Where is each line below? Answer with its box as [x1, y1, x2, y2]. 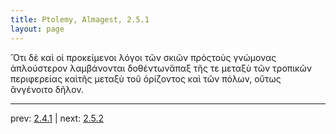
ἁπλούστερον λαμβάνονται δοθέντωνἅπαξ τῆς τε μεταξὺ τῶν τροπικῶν [10, 62, 312, 74]
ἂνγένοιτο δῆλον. [10, 83, 84, 95]
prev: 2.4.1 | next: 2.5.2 [10, 112, 105, 124]
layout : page [10, 24, 65, 34]
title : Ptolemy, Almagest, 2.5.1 [10, 14, 150, 25]
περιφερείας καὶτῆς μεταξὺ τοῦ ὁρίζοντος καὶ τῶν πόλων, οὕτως [10, 72, 282, 85]
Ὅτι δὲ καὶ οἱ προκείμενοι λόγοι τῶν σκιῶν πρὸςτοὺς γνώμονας [10, 51, 277, 63]
